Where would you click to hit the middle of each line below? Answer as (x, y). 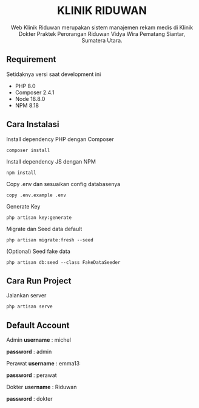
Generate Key (23, 206)
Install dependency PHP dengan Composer (60, 139)
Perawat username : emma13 (43, 364)
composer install (28, 150)
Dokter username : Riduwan (42, 387)
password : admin (29, 352)
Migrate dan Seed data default (44, 229)
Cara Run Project (39, 281)
